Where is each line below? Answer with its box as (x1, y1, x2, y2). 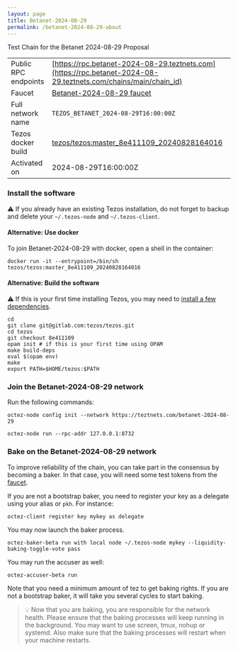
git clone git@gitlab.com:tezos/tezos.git (7, 322, 135, 330)
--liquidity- (188, 539, 227, 546)
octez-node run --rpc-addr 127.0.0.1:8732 (7, 430, 135, 438)
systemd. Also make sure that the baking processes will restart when (24, 628, 226, 637)
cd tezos (7, 328, 33, 335)
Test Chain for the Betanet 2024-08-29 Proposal (7, 43, 149, 52)
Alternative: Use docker (7, 228, 79, 237)
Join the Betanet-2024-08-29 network (7, 382, 144, 391)
